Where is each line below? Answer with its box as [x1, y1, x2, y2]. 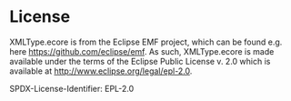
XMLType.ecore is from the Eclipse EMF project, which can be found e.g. [9, 36, 283, 47]
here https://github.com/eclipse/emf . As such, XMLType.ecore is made [9, 45, 275, 56]
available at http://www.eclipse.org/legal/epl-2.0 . [9, 66, 193, 76]
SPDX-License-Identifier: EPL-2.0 [9, 83, 135, 94]
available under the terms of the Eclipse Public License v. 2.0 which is [9, 56, 271, 66]
